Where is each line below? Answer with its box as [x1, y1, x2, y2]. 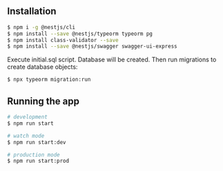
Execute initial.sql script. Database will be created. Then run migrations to [7, 55, 217, 64]
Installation [7, 6, 57, 17]
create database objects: [7, 63, 78, 71]
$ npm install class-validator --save [7, 37, 119, 43]
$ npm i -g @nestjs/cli [7, 23, 76, 30]
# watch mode [7, 132, 45, 139]
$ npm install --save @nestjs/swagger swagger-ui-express [7, 43, 177, 50]
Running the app [7, 95, 79, 107]
